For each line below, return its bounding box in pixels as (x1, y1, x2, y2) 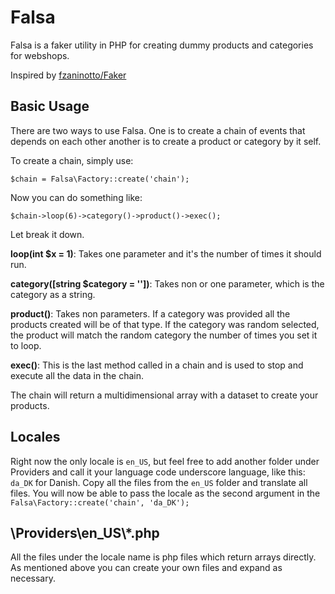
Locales (10, 429, 61, 446)
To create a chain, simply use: (10, 154, 134, 166)
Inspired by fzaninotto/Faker (10, 69, 127, 81)
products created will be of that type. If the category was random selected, (10, 318, 320, 330)
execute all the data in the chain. (10, 369, 144, 381)
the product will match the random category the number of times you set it (10, 329, 318, 341)
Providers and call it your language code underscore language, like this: (10, 466, 306, 478)
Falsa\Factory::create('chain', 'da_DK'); (10, 497, 190, 508)
